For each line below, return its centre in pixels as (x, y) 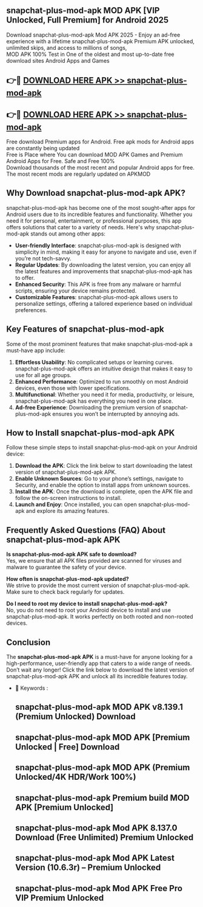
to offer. (25, 277)
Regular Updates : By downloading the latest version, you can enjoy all (103, 265)
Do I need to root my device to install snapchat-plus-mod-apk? (87, 604)
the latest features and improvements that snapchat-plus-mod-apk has (104, 271)
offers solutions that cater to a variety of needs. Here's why (81, 227)
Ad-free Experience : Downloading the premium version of (88, 407)
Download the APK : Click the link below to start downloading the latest (104, 466)
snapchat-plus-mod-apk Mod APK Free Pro (99, 888)
